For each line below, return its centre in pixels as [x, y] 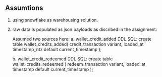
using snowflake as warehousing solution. [55, 20]
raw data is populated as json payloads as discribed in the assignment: [85, 29]
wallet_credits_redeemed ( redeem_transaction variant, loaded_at [79, 64]
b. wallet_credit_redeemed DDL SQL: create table [62, 59]
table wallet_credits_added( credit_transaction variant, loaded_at [78, 44]
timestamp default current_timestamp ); [53, 69]
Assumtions [24, 8]
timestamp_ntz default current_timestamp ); [57, 49]
